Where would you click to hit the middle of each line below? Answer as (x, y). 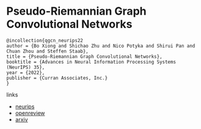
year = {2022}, (26, 72)
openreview (30, 113)
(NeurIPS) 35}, (26, 67)
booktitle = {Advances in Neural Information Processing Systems (91, 62)
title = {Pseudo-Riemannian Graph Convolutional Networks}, (85, 56)
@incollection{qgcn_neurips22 (45, 40)
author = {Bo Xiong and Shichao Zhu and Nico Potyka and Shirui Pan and (101, 46)
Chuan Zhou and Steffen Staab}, (47, 51)
